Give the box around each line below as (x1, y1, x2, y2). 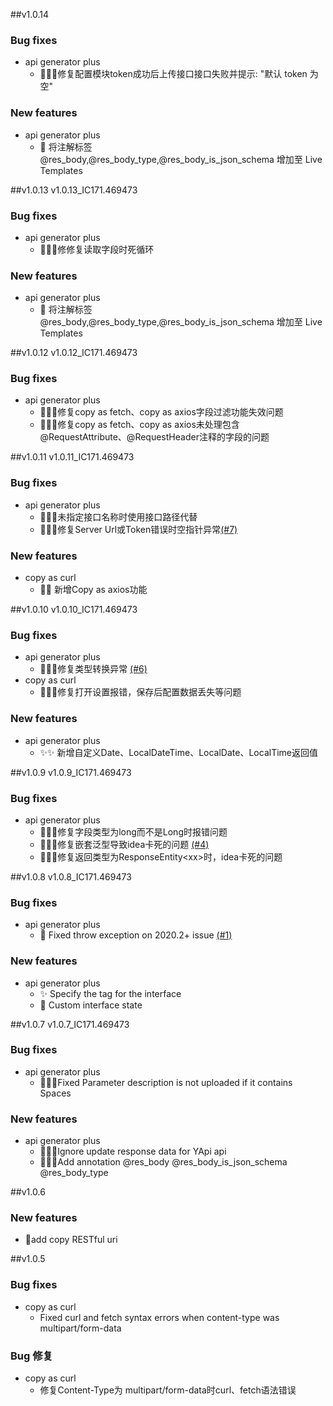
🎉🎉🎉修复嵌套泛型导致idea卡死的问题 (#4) (39, 838, 210, 850)
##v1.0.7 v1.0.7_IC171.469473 (10, 1018, 130, 1030)
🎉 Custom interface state (39, 999, 143, 1011)
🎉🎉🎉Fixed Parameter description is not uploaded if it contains (39, 1076, 293, 1088)
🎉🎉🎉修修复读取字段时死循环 (39, 243, 155, 255)
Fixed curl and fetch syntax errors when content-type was (39, 1311, 280, 1323)
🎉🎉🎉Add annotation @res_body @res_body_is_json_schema (39, 1156, 288, 1168)
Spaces (39, 1087, 72, 1099)
